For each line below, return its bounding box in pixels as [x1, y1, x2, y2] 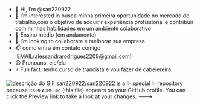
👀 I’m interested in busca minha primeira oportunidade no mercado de [15, 12, 190, 19]
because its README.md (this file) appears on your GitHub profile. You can [6, 87, 186, 93]
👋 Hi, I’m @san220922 [15, 6, 71, 13]
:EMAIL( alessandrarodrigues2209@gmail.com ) [15, 53, 132, 60]
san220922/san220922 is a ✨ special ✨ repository [56, 80, 183, 87]
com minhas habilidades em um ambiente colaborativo [15, 25, 151, 32]
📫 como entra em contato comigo [15, 44, 101, 51]
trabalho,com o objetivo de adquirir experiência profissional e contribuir [15, 19, 194, 25]
